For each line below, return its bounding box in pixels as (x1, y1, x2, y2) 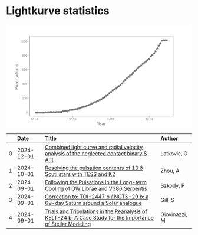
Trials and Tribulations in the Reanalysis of (45, 208, 147, 215)
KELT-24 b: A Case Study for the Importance (45, 214, 154, 221)
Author (160, 135, 179, 142)
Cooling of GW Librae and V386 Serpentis (45, 185, 147, 192)
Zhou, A (160, 167, 180, 175)
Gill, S (160, 196, 175, 203)
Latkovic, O (160, 149, 188, 157)
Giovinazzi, (160, 211, 187, 218)
